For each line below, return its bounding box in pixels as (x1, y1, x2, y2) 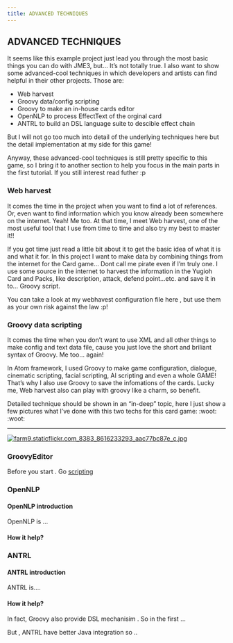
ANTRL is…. (7, 583, 42, 592)
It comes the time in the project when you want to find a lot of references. (7, 202, 217, 210)
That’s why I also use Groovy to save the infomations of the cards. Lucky (7, 379, 215, 387)
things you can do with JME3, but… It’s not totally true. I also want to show (7, 62, 220, 70)
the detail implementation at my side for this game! (7, 140, 153, 149)
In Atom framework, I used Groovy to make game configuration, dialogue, (7, 364, 217, 373)
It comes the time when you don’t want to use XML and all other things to (7, 336, 216, 344)
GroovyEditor (7, 451, 53, 461)
